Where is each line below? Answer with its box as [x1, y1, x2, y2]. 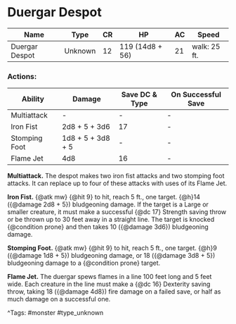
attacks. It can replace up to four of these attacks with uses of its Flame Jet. [7, 179, 228, 187]
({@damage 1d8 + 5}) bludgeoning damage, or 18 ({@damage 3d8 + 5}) [7, 251, 216, 260]
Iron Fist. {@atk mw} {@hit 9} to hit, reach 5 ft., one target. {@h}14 [7, 193, 200, 201]
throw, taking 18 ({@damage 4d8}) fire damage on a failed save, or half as [7, 287, 221, 296]
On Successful [171, 89, 221, 99]
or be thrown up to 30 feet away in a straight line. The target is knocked [7, 216, 215, 224]
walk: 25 [192, 42, 221, 51]
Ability [21, 94, 44, 104]
